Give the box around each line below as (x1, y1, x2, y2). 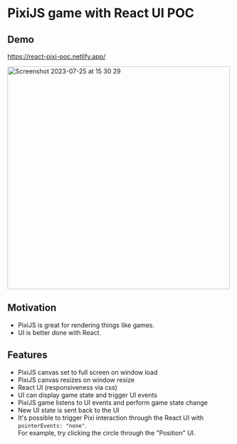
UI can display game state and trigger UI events (17, 391, 158, 399)
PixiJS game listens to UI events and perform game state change (17, 398, 208, 407)
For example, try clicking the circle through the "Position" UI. (17, 428, 196, 437)
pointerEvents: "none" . (17, 420, 88, 429)
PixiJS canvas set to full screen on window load (17, 368, 158, 376)
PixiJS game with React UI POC (7, 5, 194, 21)
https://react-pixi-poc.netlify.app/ (7, 52, 106, 61)
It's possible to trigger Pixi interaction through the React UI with (17, 413, 204, 422)
